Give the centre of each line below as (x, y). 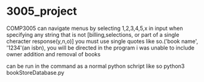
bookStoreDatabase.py (35, 72)
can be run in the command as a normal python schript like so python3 (96, 66)
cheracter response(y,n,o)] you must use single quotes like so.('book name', (102, 41)
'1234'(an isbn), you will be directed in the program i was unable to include (100, 48)
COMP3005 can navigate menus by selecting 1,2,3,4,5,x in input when (95, 28)
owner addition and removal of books (54, 54)
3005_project (42, 11)
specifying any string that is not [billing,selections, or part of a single (93, 34)
